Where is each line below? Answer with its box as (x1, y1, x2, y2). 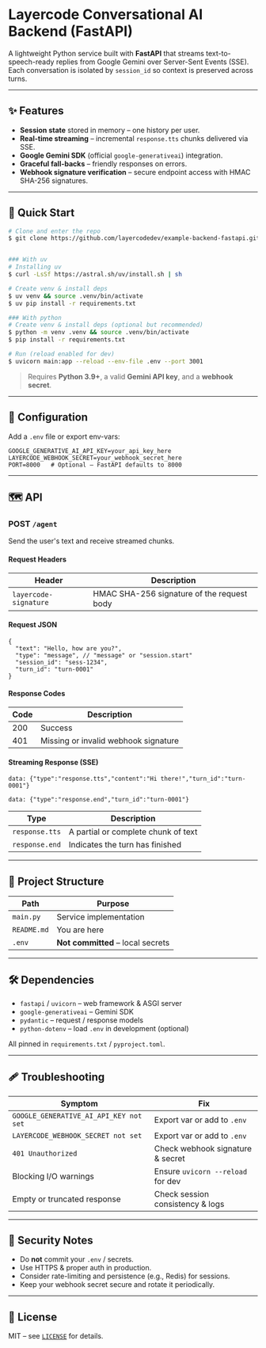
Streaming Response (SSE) (8, 757, 99, 767)
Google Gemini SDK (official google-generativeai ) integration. (19, 150, 223, 160)
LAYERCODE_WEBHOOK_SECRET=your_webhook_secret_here (8, 454, 182, 462)
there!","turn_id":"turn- (160, 775, 246, 783)
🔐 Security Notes (8, 1233, 93, 1247)
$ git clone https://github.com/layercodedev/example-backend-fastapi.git (8, 234, 260, 242)
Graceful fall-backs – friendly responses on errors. (19, 158, 188, 168)
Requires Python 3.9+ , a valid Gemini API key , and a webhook (27, 371, 234, 381)
